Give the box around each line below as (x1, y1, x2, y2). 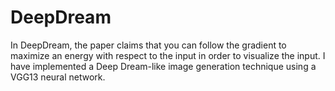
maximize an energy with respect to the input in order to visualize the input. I (10, 49, 326, 61)
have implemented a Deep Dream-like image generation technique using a (10, 60, 317, 72)
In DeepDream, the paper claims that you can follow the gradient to (10, 39, 287, 51)
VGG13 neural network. (10, 71, 106, 83)
